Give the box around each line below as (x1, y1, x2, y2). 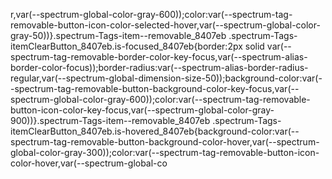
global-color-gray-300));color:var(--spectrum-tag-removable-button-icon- (10, 147, 320, 158)
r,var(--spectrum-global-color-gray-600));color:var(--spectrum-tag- (10, 9, 293, 20)
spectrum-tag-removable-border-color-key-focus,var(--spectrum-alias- (10, 51, 308, 63)
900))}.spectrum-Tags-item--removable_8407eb (10, 115, 211, 126)
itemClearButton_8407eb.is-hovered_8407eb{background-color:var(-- (10, 125, 300, 137)
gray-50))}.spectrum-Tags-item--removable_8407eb (10, 30, 227, 41)
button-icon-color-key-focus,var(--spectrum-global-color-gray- (10, 104, 275, 116)
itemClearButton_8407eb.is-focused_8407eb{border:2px (10, 40, 243, 52)
